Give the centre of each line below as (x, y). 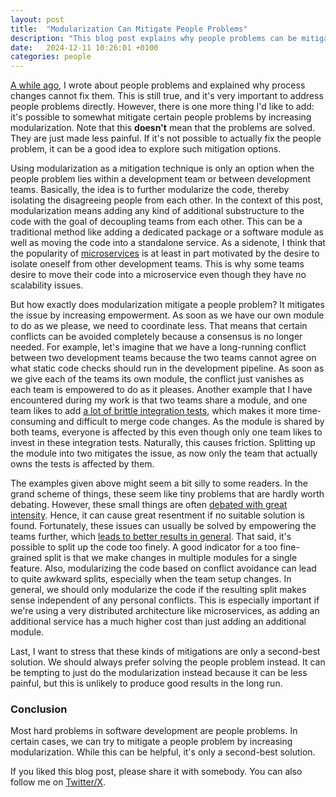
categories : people (51, 57)
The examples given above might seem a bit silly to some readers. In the (159, 483)
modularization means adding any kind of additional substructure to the (157, 211)
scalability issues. (47, 285)
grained (26, 558)
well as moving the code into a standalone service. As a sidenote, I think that (168, 243)
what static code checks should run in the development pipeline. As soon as (167, 368)
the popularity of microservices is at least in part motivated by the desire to (165, 253)
